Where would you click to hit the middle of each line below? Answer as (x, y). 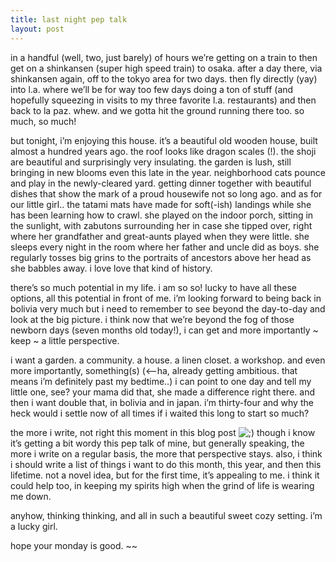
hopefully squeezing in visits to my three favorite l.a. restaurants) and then (163, 100)
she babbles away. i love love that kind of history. (111, 268)
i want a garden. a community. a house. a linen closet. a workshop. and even (168, 360)
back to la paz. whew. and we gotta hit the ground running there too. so (157, 110)
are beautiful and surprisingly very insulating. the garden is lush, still (151, 162)
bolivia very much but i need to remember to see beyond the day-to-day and (168, 308)
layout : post (37, 29)
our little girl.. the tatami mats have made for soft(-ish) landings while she (161, 204)
